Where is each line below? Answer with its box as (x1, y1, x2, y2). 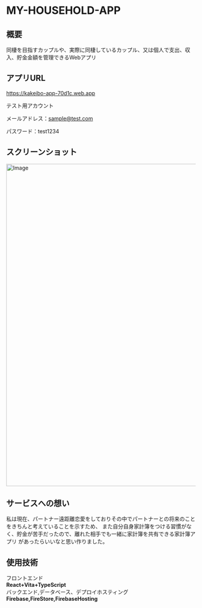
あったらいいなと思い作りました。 (23, 538, 108, 545)
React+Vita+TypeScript (6, 581, 66, 589)
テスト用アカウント (6, 102, 54, 109)
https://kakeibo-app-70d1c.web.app (6, 89, 96, 97)
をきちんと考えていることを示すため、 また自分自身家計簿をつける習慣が (6, 523, 187, 530)
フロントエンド (6, 574, 43, 582)
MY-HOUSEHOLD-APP (6, 4, 121, 17)
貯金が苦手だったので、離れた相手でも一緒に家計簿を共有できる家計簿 (16, 530, 191, 537)
